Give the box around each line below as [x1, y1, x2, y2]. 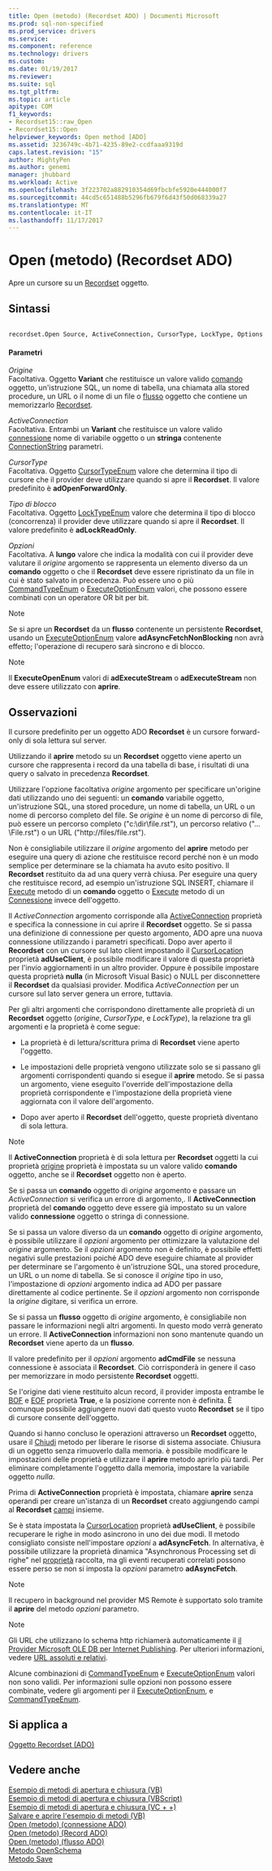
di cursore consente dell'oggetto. [8, 1413, 120, 1423]
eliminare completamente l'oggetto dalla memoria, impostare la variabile [8, 1463, 250, 1473]
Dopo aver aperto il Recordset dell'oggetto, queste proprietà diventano [19, 1112, 258, 1123]
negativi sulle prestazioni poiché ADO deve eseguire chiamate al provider [8, 1254, 254, 1263]
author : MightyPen [8, 155, 71, 164]
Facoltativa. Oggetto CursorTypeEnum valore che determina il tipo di [8, 466, 238, 476]
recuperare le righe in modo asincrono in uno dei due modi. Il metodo [8, 1529, 240, 1539]
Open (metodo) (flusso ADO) [8, 1836, 105, 1847]
